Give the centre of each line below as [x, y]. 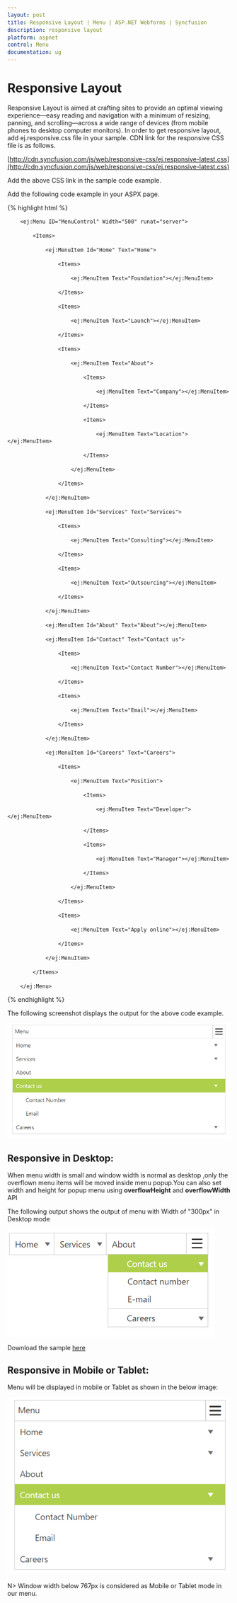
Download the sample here [47, 1348]
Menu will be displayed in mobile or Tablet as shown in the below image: [112, 1387]
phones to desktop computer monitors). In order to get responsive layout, [114, 130]
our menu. [22, 1594]
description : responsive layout [55, 30]
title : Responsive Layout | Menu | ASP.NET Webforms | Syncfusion [107, 22]
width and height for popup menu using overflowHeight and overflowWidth [119, 1190]
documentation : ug [34, 52]
